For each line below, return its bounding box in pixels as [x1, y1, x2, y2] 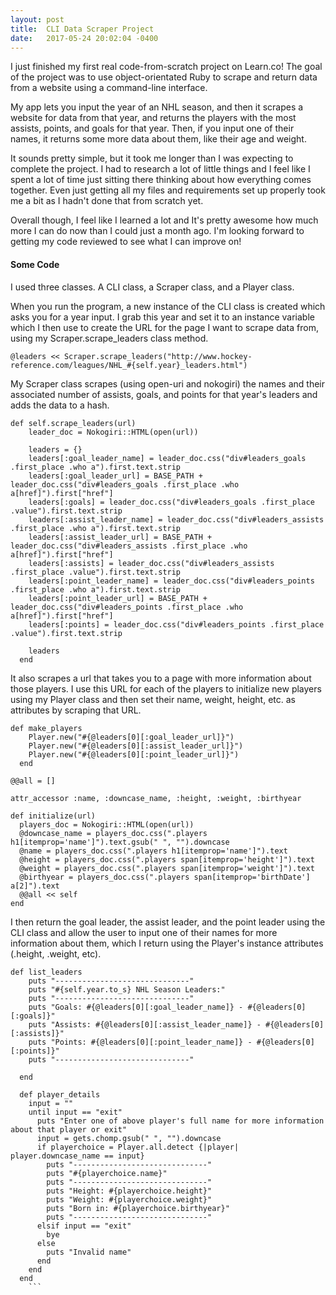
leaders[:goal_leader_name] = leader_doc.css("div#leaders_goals [28, 453, 307, 463]
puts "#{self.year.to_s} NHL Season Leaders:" [28, 984, 226, 995]
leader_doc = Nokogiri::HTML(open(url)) [28, 427, 199, 437]
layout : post [10, 14, 65, 25]
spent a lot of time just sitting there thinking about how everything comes [10, 174, 312, 186]
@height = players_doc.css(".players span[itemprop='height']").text [19, 854, 315, 865]
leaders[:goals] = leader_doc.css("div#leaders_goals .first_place [28, 497, 315, 507]
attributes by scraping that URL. [10, 704, 142, 716]
